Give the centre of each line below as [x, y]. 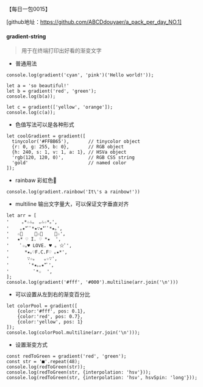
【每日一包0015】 [28, 9]
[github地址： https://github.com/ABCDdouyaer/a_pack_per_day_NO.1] [94, 22]
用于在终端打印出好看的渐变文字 [61, 51]
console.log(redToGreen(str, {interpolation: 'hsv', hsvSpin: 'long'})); [102, 378]
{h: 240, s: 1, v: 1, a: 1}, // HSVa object [69, 152]
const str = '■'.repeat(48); [43, 362]
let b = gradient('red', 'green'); [52, 91]
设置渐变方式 [31, 345]
